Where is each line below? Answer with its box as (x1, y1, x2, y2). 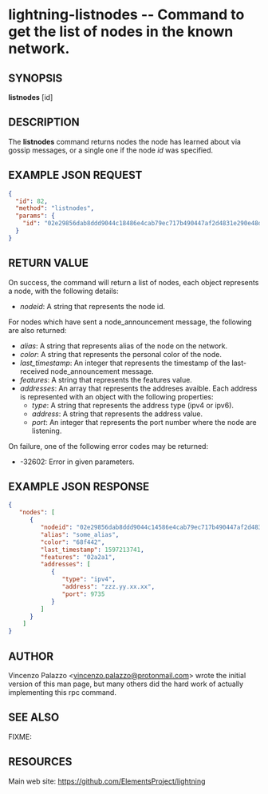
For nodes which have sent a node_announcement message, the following (8, 317, 253, 327)
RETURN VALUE (8, 256, 89, 270)
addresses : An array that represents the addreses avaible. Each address (19, 383, 258, 393)
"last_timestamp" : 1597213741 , (40, 546, 145, 554)
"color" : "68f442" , (40, 538, 105, 546)
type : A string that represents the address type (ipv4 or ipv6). (31, 400, 234, 410)
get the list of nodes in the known (8, 22, 234, 41)
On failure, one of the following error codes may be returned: (8, 441, 209, 451)
